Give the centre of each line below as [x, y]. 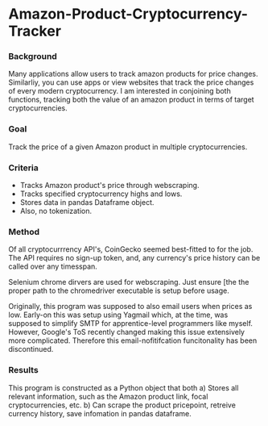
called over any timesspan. [53, 266]
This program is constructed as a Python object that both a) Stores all [124, 387]
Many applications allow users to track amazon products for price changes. [134, 74]
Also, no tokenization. [56, 211]
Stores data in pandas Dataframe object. [87, 203]
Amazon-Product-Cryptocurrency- [128, 14]
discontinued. [31, 349]
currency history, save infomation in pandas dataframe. [100, 413]
